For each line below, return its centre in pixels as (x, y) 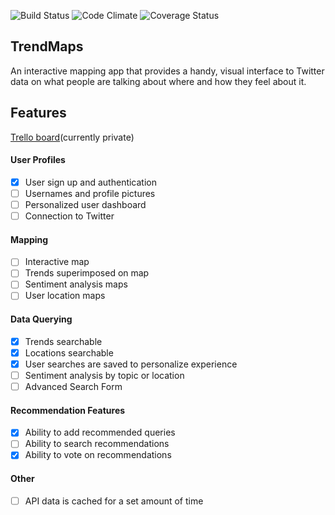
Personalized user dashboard (85, 204)
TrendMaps (47, 46)
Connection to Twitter (69, 216)
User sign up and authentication (90, 182)
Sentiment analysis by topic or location (104, 375)
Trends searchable (63, 341)
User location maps (65, 296)
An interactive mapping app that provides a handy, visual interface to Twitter (167, 71)
